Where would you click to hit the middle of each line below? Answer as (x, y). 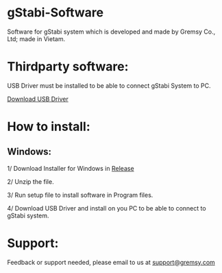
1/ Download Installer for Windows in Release (71, 168)
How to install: (49, 127)
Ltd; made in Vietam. (36, 38)
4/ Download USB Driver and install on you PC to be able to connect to (107, 208)
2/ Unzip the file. (30, 181)
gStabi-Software (56, 13)
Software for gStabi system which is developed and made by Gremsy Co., (111, 32)
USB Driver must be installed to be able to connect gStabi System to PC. (109, 85)
